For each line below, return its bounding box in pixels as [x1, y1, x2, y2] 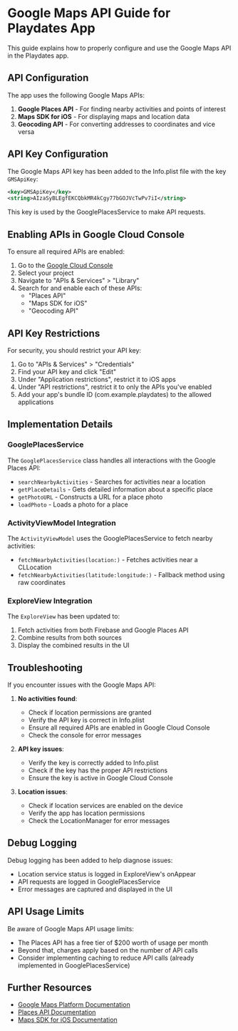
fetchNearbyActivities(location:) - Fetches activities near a [17, 555, 198, 564]
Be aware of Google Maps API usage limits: [7, 924, 134, 933]
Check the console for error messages [28, 731, 142, 740]
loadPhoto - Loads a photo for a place [17, 500, 128, 509]
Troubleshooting [7, 661, 83, 674]
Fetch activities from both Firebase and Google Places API [17, 626, 189, 635]
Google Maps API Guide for [7, 5, 171, 21]
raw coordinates [17, 578, 66, 586]
